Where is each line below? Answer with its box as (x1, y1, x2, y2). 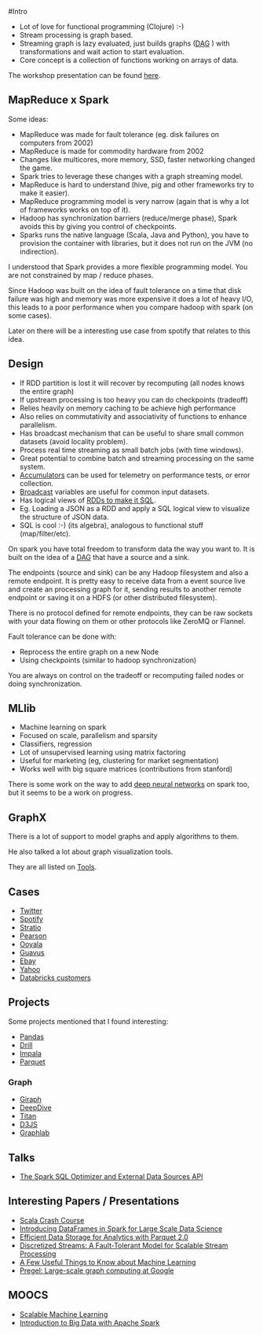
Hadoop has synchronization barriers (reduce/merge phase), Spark (19, 213, 238, 223)
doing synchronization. (8, 679, 82, 688)
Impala (19, 1048, 42, 1058)
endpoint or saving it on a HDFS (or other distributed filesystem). (8, 592, 217, 602)
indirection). (19, 247, 59, 256)
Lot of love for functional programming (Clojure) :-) (19, 22, 184, 31)
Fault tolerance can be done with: (8, 632, 117, 641)
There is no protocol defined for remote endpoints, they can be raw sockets (8, 608, 254, 617)
